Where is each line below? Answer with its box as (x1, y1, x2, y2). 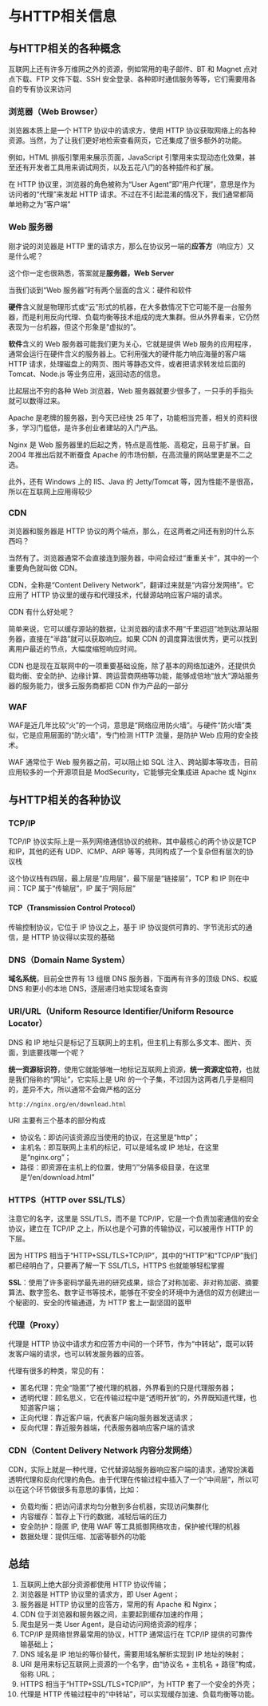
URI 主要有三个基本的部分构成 (8, 1115, 106, 1125)
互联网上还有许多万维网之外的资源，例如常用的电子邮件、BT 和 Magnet (8, 65, 242, 73)
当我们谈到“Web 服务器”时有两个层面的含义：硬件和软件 (8, 285, 193, 295)
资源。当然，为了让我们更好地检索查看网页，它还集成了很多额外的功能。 (8, 136, 246, 145)
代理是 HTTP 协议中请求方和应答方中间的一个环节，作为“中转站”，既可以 (8, 1339, 247, 1349)
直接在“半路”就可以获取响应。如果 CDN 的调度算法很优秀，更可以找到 (29, 634, 258, 643)
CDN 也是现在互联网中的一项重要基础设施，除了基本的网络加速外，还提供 (8, 660, 250, 671)
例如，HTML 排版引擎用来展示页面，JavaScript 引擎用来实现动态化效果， (8, 152, 250, 162)
